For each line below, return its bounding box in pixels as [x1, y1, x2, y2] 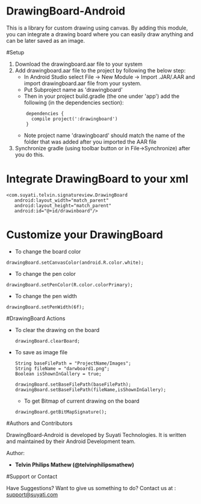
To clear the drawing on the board [14, 326, 100, 333]
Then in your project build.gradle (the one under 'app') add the [23, 92, 179, 100]
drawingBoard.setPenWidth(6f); [6, 304, 85, 310]
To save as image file [14, 348, 68, 356]
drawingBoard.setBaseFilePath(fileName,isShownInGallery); [14, 386, 167, 393]
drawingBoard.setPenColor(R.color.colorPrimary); [6, 282, 134, 288]
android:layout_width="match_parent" [14, 197, 110, 203]
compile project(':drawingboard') [31, 116, 118, 122]
